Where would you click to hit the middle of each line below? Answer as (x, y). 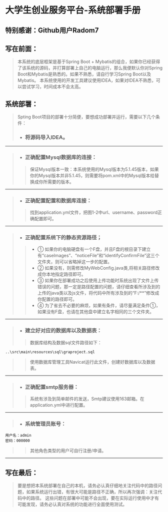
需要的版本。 (60, 182)
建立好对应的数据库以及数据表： (63, 331)
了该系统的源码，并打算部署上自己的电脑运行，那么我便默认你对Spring (90, 68)
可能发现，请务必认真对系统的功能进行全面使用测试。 (72, 505)
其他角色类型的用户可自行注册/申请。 (68, 451)
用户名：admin (18, 436)
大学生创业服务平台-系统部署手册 (73, 10)
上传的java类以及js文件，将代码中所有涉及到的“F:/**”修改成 (98, 293)
